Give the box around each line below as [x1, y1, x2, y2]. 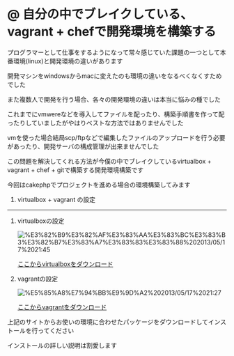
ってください [37, 326, 75, 334]
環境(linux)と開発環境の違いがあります [13, 56, 123, 65]
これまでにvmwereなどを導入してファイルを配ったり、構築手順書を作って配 [7, 109, 225, 118]
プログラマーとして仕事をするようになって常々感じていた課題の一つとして [7, 48, 221, 56]
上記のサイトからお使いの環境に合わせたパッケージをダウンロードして [7, 318, 209, 326]
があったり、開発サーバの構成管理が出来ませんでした [7, 142, 159, 150]
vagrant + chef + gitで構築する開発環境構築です [7, 165, 144, 174]
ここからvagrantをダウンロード [17, 302, 107, 311]
